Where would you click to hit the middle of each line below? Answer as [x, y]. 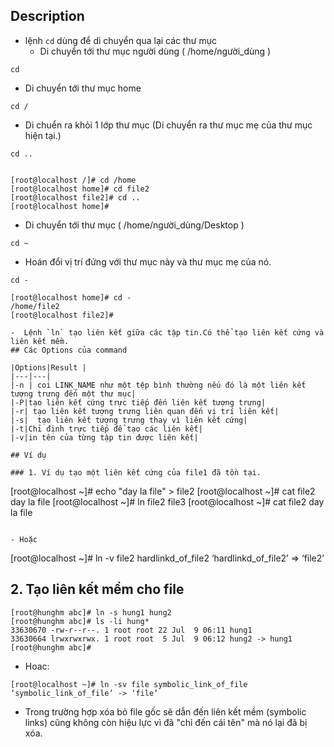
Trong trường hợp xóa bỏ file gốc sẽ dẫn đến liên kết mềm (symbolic [165, 711]
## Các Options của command [69, 350]
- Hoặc [24, 539]
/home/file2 [35, 306]
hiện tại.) [43, 135]
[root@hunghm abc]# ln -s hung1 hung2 [91, 612]
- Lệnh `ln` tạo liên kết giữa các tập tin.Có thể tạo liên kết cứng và [167, 332]
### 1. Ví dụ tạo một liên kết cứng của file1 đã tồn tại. [136, 472]
